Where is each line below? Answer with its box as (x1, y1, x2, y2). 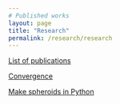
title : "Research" (8, 26, 70, 34)
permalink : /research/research (8, 34, 113, 42)
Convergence (8, 71, 54, 81)
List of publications (8, 56, 71, 66)
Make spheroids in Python (8, 87, 94, 97)
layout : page (8, 19, 52, 27)
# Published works (8, 11, 70, 20)
